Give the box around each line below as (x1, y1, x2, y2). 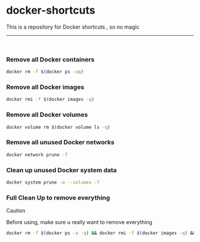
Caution (6, 207, 26, 215)
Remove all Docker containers (6, 55, 95, 63)
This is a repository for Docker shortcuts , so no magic (6, 23, 140, 30)
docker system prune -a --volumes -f (6, 179, 100, 185)
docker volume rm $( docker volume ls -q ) (6, 124, 111, 130)
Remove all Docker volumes (6, 111, 88, 119)
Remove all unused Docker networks (6, 138, 115, 147)
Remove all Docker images (6, 83, 85, 91)
